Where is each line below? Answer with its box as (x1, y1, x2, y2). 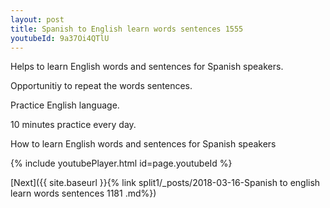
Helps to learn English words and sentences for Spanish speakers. (10, 61, 284, 73)
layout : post (10, 14, 65, 25)
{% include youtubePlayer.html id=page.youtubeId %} (10, 157, 233, 170)
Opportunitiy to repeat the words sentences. (10, 80, 193, 92)
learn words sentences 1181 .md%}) (10, 187, 157, 200)
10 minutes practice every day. (10, 119, 137, 131)
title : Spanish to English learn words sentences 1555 (10, 24, 244, 34)
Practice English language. (10, 99, 120, 111)
